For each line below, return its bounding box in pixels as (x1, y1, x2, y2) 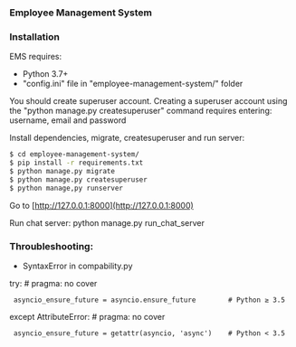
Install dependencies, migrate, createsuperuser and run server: (9, 133, 245, 144)
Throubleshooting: (9, 239, 93, 252)
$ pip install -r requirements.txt (9, 158, 144, 168)
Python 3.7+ (22, 69, 69, 80)
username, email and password (9, 115, 127, 126)
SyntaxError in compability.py (22, 260, 133, 271)
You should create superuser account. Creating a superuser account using (9, 96, 288, 107)
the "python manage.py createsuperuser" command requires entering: (9, 106, 272, 117)
